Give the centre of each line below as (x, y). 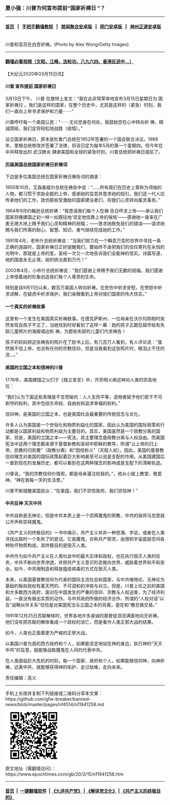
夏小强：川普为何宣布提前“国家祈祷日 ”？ (55, 8)
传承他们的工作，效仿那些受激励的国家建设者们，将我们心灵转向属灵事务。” (83, 200)
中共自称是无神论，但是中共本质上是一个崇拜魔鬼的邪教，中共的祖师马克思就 (85, 515)
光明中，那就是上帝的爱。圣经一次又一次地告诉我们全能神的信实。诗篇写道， (85, 253)
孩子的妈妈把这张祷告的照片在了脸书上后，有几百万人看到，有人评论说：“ (82, 342)
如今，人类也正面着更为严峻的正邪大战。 (47, 633)
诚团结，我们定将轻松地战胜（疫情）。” (44, 128)
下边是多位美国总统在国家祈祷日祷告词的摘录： (54, 177)
